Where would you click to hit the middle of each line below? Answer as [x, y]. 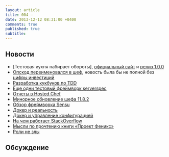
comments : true [21, 24]
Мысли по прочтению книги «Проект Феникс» [63, 126]
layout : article [22, 10]
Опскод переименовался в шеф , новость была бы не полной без [83, 72]
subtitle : [16, 34]
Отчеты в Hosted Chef [37, 94]
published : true [22, 29]
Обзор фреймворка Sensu [41, 104]
